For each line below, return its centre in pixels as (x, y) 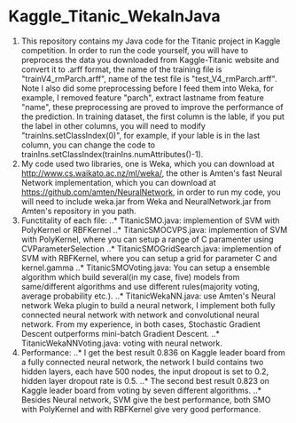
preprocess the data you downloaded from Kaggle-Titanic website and (150, 60)
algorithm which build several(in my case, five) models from (130, 276)
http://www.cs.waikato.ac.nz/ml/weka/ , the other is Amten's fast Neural (152, 173)
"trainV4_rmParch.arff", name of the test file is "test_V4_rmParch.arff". (149, 78)
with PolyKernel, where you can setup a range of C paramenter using (147, 239)
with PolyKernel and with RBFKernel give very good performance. (141, 409)
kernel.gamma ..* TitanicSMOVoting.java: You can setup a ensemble (146, 267)
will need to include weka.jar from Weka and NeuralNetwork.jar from (146, 201)
